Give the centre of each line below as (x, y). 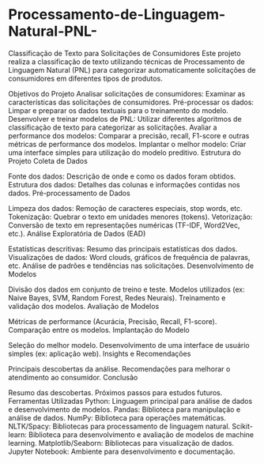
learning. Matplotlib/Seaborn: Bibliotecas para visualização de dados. (121, 443)
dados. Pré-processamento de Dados (69, 193)
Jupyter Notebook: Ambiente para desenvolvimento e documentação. (122, 451)
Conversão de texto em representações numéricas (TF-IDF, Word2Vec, (124, 225)
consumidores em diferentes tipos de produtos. (86, 78)
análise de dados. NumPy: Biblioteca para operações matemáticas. (117, 417)
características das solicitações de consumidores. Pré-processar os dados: (131, 102)
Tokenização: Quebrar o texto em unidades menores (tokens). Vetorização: (130, 217)
